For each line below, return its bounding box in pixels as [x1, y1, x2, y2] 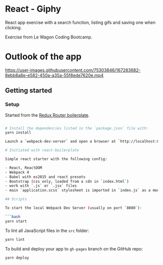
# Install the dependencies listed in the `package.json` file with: [5, 125, 149, 131]
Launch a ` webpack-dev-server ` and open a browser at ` [5, 139, 120, 144]
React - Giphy [5, 3, 62, 15]
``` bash [5, 214, 21, 219]
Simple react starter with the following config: [5, 157, 108, 161]
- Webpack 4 [5, 170, 29, 175]
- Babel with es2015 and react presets [5, 174, 86, 179]
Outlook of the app [5, 51, 81, 62]
